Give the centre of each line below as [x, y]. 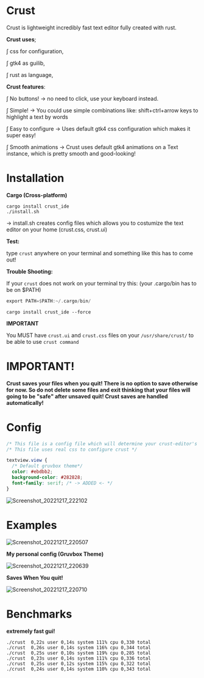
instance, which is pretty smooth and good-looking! [71, 153]
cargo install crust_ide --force [49, 312]
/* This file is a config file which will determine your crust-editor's [102, 443]
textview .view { [27, 461]
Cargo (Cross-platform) [37, 195]
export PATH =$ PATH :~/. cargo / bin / [49, 301]
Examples [32, 525]
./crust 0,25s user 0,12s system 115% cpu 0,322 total [79, 663]
